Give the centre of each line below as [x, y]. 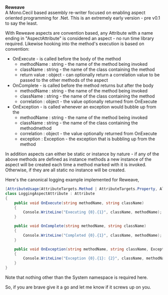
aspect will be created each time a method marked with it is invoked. [76, 165]
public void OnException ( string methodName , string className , [81, 249]
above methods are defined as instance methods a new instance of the [78, 159]
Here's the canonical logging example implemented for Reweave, [72, 180]
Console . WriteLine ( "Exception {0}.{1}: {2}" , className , [83, 258]
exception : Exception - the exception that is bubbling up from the [87, 139]
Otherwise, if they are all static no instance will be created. [65, 170]
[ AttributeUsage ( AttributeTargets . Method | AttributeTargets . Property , [81, 189]
